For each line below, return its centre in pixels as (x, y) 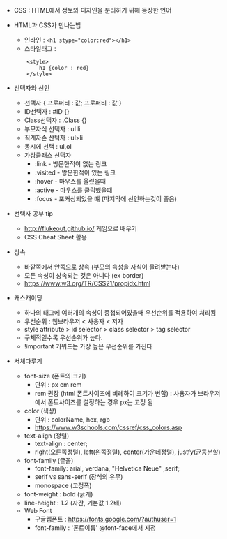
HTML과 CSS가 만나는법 (47, 25)
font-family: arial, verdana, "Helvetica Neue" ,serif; (107, 468)
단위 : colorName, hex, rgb (72, 420)
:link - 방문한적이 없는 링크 (71, 164)
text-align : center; (61, 443)
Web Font (38, 511)
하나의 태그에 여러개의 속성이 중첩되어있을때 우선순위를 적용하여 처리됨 (120, 312)
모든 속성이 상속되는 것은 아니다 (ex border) (84, 275)
